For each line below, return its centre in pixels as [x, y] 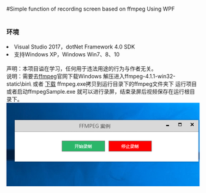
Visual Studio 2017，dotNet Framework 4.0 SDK [75, 47]
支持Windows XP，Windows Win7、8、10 [67, 54]
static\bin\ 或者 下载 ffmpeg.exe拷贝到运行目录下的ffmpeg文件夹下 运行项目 [102, 84]
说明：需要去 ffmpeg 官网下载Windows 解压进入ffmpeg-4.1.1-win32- [91, 76]
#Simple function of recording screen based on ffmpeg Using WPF [91, 9]
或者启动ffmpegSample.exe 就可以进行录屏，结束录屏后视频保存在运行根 [98, 91]
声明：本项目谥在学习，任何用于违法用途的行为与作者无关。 [82, 68]
